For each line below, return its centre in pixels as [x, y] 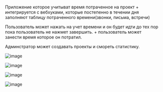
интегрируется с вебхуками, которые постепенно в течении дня [72, 12]
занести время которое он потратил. [44, 37]
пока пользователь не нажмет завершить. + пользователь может [73, 32]
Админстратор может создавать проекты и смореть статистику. [72, 46]
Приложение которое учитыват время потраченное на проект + [72, 7]
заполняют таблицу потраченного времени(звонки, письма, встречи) [77, 17]
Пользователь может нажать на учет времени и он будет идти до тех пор [82, 27]
